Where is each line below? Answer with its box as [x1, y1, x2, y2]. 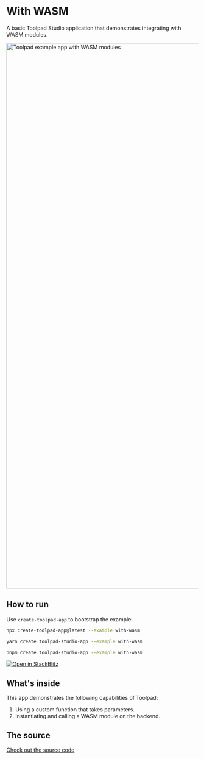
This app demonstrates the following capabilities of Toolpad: [6, 694, 158, 702]
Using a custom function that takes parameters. [15, 706, 135, 713]
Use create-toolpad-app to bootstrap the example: [6, 615, 133, 623]
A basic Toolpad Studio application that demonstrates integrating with [6, 24, 181, 32]
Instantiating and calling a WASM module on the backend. [15, 713, 160, 720]
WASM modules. [6, 30, 48, 38]
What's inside [6, 678, 60, 688]
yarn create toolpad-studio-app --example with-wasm [6, 638, 143, 644]
